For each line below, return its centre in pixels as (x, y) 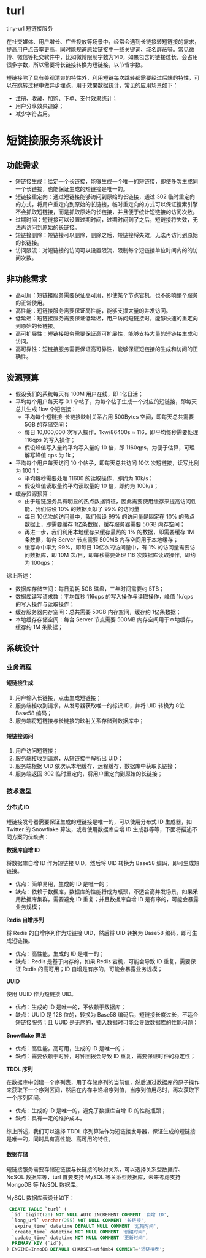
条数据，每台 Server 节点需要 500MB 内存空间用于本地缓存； (101, 539)
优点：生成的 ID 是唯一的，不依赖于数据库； (71, 1007)
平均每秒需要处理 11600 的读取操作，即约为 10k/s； (89, 478)
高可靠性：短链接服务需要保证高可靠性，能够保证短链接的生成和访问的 (104, 349)
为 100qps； (40, 562)
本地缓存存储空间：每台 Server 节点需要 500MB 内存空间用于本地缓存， (105, 619)
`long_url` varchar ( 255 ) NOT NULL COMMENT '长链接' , (79, 1221)
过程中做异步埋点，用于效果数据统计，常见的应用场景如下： (103, 85)
